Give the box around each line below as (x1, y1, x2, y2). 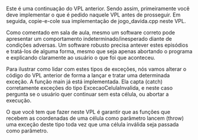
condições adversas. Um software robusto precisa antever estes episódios (6, 41, 189, 48)
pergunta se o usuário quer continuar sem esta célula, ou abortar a (6, 91, 169, 97)
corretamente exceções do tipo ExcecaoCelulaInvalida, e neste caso (6, 84, 173, 91)
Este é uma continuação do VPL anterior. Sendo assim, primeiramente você (6, 5, 190, 12)
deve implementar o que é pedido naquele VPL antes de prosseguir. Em (6, 11, 181, 18)
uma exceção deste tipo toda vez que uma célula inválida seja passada (6, 121, 179, 128)
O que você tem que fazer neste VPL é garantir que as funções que (6, 109, 170, 115)
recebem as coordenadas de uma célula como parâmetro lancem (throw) (6, 115, 184, 122)
